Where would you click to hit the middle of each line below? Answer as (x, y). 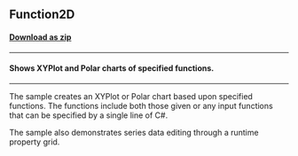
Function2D (42, 15)
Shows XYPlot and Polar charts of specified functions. (112, 68)
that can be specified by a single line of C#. (89, 115)
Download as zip (40, 37)
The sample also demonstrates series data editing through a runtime (134, 132)
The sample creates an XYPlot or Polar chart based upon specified (131, 96)
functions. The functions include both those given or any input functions (141, 105)
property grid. (35, 142)
